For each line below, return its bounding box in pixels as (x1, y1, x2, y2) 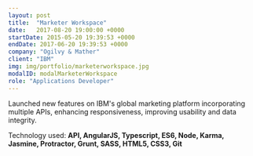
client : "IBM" (8, 56, 55, 63)
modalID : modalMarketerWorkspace (8, 70, 118, 78)
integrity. (8, 115, 37, 125)
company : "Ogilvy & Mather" (8, 48, 101, 56)
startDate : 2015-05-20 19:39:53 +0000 (8, 33, 135, 42)
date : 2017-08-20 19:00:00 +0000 (8, 26, 125, 34)
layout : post (8, 11, 51, 20)
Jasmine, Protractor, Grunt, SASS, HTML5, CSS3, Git (8, 139, 182, 148)
